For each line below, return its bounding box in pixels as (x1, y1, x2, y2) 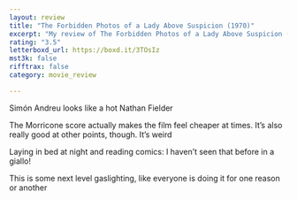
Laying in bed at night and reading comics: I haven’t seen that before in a (9, 146, 275, 157)
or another (9, 182, 48, 193)
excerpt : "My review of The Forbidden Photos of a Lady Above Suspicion (9, 29, 283, 38)
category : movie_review (9, 71, 97, 80)
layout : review (9, 12, 65, 22)
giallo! (9, 156, 32, 166)
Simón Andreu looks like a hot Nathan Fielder (9, 103, 174, 113)
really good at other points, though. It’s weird (9, 129, 172, 140)
